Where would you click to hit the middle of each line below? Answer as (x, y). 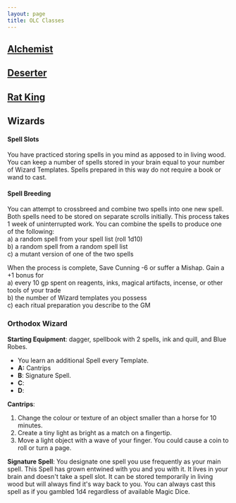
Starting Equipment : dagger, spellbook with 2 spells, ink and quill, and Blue (117, 339)
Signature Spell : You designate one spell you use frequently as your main (114, 461)
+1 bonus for (26, 276)
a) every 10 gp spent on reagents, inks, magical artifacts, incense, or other (115, 283)
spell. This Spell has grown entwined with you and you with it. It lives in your (118, 469)
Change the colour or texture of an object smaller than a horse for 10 (117, 418)
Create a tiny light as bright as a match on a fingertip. (95, 432)
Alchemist (30, 49)
